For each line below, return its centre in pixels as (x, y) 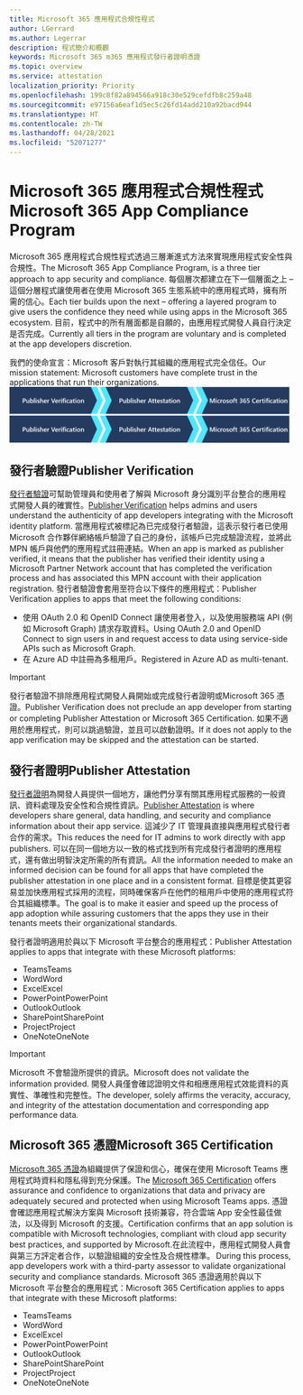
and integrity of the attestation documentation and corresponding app (139, 1105)
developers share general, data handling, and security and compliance (141, 816)
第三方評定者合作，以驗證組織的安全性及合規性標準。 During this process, (154, 1255)
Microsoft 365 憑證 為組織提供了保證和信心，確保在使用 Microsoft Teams (144, 1169)
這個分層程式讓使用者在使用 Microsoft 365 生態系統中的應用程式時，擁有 (144, 290)
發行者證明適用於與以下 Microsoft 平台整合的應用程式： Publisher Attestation (151, 942)
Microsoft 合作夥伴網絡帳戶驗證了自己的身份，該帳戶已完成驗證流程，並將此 (151, 538)
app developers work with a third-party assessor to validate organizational (147, 1266)
